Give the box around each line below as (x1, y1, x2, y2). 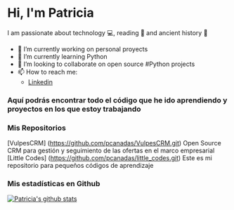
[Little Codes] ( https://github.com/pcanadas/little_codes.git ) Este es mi (7, 154, 213, 162)
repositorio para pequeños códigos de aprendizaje (7, 162, 154, 170)
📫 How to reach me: (17, 67, 78, 76)
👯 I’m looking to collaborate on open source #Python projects (17, 60, 195, 68)
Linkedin (27, 77, 53, 86)
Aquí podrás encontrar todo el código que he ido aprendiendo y (7, 95, 228, 105)
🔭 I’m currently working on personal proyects (17, 44, 148, 53)
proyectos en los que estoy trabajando (7, 104, 142, 114)
